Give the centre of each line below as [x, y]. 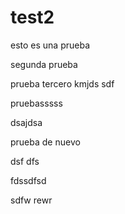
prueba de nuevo [45, 142]
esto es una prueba [50, 45]
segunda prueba [44, 64]
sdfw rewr [31, 200]
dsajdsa [26, 122]
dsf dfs [25, 161]
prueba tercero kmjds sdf [62, 83]
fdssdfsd [28, 180]
